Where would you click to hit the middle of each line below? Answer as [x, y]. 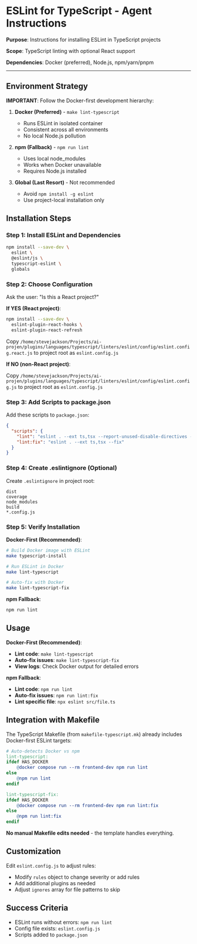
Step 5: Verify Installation [43, 527]
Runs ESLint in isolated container [63, 123]
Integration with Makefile [53, 720]
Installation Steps [39, 219]
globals [21, 269]
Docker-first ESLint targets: [39, 740]
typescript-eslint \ [36, 264]
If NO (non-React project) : [38, 364]
